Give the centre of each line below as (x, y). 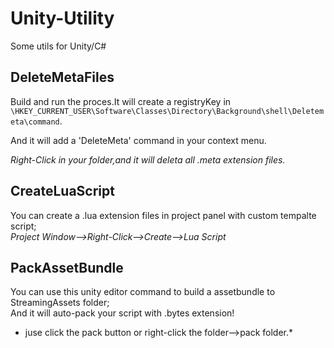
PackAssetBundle (67, 267)
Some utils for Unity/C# (58, 46)
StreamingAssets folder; (60, 303)
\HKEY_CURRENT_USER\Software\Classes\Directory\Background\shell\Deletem (167, 111)
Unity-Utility (62, 18)
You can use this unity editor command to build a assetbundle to (143, 292)
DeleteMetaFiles (62, 77)
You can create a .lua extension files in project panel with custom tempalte (163, 215)
